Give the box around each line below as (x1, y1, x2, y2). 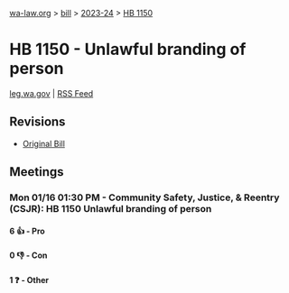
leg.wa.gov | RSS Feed (9, 87, 94, 98)
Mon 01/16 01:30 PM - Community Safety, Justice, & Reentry (9, 191, 280, 204)
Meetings (9, 164, 65, 179)
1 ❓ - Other (9, 274, 50, 285)
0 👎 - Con (9, 250, 48, 261)
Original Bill (22, 138, 66, 149)
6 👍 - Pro (9, 225, 45, 236)
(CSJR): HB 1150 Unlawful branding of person (9, 203, 212, 215)
